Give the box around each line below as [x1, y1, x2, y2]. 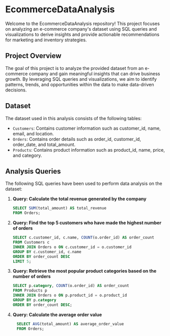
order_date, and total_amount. [12, 141, 76, 148]
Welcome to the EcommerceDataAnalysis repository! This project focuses [5, 20, 160, 27]
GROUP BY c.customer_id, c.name [12, 249, 81, 254]
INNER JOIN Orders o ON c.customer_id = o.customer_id [12, 244, 132, 250]
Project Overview [5, 52, 62, 60]
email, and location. [12, 130, 54, 136]
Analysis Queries [5, 167, 61, 176]
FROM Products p [12, 288, 47, 293]
